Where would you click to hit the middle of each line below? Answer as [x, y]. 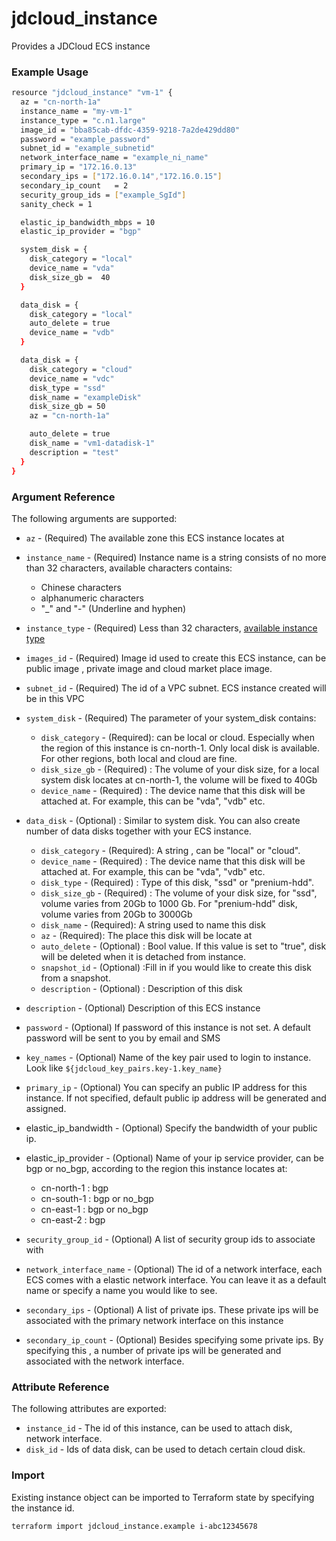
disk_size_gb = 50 [67, 407]
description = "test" [74, 452]
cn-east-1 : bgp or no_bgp [94, 1209]
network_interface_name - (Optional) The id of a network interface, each [174, 1269]
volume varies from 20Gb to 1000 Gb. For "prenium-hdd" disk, [169, 903]
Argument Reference [63, 497]
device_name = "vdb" [72, 333]
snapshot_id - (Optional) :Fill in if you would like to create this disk [176, 967]
